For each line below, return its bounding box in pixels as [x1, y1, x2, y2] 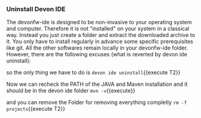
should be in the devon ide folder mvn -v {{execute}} [6, 87, 135, 94]
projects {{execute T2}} [6, 105, 66, 113]
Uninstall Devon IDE [6, 5, 66, 13]
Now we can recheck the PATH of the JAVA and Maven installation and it [6, 80, 188, 88]
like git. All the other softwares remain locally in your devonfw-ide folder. [6, 44, 188, 51]
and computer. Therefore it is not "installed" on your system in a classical [6, 25, 189, 32]
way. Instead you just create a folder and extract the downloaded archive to [6, 31, 196, 39]
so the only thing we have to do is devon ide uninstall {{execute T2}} [6, 69, 181, 76]
